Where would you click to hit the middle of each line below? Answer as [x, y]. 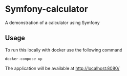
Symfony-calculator [47, 9]
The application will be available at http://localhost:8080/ [62, 68]
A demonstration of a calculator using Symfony [53, 23]
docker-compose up [24, 59]
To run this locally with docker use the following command [64, 50]
